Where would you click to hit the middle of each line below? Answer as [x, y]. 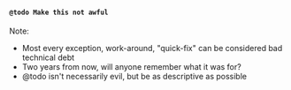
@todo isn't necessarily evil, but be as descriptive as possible [134, 77]
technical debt [48, 57]
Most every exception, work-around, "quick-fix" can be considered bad [152, 49]
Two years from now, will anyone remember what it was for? [131, 67]
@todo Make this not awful [59, 12]
